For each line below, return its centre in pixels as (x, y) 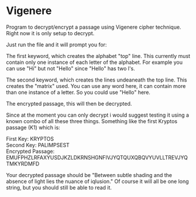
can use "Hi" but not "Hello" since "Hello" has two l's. (71, 68)
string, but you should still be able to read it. (59, 187)
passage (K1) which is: (33, 127)
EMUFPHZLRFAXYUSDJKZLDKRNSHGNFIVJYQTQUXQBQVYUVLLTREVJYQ (97, 157)
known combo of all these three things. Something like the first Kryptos (92, 121)
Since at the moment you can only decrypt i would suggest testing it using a (97, 115)
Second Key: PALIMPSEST (38, 145)
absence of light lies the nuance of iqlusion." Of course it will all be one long (97, 181)
